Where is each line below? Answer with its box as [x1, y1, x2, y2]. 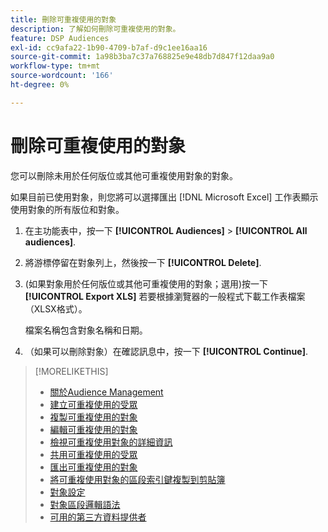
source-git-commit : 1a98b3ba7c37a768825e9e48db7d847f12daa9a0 [10, 52, 275, 62]
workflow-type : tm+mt [10, 61, 101, 71]
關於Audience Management [49, 386, 164, 398]
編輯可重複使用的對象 [49, 423, 138, 435]
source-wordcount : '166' [10, 71, 114, 81]
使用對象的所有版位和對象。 [10, 203, 125, 215]
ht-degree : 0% [10, 80, 70, 90]
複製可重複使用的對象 [49, 411, 138, 423]
